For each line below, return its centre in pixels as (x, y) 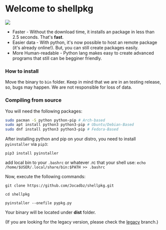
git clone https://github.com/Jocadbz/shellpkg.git (59, 186)
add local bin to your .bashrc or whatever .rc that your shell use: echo (76, 163)
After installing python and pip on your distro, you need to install (71, 139)
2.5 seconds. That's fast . (38, 37)
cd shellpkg (17, 195)
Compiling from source (33, 100)
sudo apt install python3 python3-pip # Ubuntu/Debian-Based (70, 125)
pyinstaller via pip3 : (27, 144)
